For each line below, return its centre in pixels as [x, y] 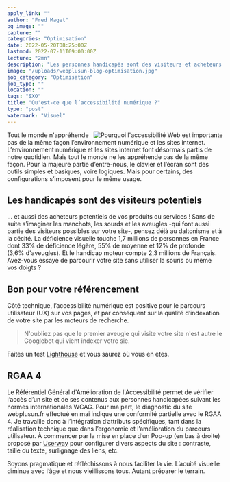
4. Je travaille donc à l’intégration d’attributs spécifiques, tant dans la [104, 422]
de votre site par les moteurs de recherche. [68, 320]
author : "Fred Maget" [38, 20]
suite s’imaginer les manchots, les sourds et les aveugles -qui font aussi [108, 224]
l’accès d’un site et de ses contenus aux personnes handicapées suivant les [114, 400]
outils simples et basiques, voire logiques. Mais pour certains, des [100, 171]
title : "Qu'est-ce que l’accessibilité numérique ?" [84, 103]
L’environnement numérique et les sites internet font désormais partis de [110, 149]
